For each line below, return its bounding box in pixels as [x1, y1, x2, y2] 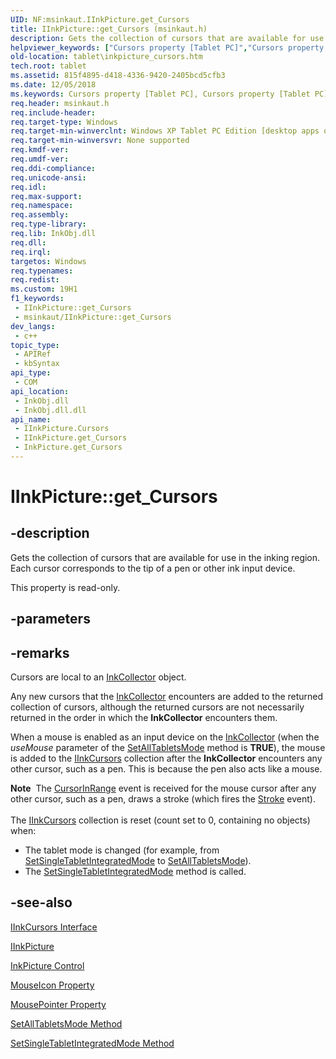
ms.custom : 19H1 [10, 284, 78, 295]
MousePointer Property [10, 998, 107, 1010]
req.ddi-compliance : [10, 163, 97, 173]
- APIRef [14, 349, 52, 360]
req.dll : [10, 237, 47, 248]
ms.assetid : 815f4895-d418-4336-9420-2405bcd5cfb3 [10, 71, 226, 81]
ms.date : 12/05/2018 [10, 80, 97, 90]
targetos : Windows [10, 256, 87, 266]
